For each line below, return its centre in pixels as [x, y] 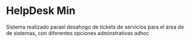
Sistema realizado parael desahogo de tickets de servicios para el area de [95, 27]
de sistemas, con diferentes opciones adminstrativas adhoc [78, 33]
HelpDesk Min [41, 11]
